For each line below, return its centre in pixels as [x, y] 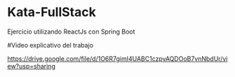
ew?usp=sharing [32, 66]
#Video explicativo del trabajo [50, 45]
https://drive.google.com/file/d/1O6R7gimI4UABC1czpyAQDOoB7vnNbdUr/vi [117, 58]
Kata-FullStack [52, 12]
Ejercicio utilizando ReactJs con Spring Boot [71, 31]
